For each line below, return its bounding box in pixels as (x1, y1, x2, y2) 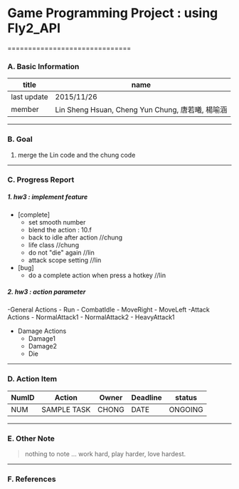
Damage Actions (17, 326, 67, 336)
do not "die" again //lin (28, 248, 95, 257)
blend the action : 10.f (28, 226, 92, 235)
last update (11, 92, 48, 102)
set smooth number (28, 218, 86, 227)
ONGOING (169, 404, 204, 414)
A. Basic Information (7, 61, 80, 71)
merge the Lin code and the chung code (17, 150, 136, 159)
